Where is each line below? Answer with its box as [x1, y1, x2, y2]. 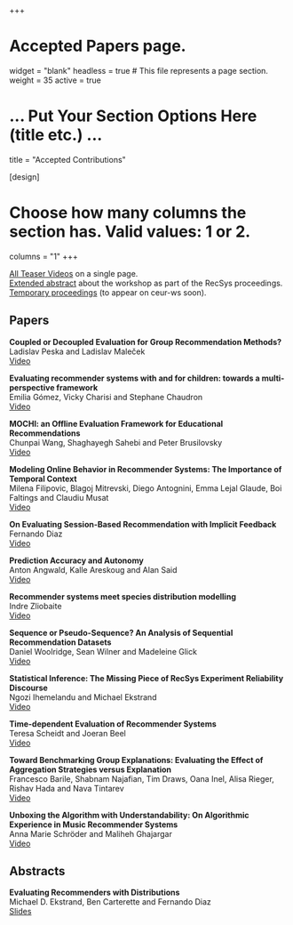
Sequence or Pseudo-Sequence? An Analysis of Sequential [9, 627, 234, 638]
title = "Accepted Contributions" [9, 154, 126, 165]
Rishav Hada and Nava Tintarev [9, 783, 124, 793]
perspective [9, 382, 55, 392]
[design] [9, 171, 40, 182]
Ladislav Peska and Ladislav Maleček [9, 346, 146, 357]
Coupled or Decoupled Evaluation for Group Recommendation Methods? [9, 336, 282, 347]
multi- [261, 373, 285, 383]
